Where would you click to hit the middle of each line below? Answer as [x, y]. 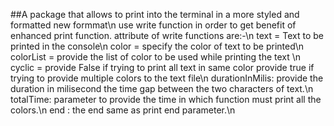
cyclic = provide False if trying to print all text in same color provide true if [162, 67]
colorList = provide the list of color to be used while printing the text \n [156, 57]
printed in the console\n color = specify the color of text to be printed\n [157, 46]
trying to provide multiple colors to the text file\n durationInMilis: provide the [167, 78]
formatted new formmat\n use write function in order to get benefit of [153, 25]
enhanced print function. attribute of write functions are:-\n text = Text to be [167, 35]
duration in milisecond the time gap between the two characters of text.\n [162, 88]
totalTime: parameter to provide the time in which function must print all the [166, 99]
